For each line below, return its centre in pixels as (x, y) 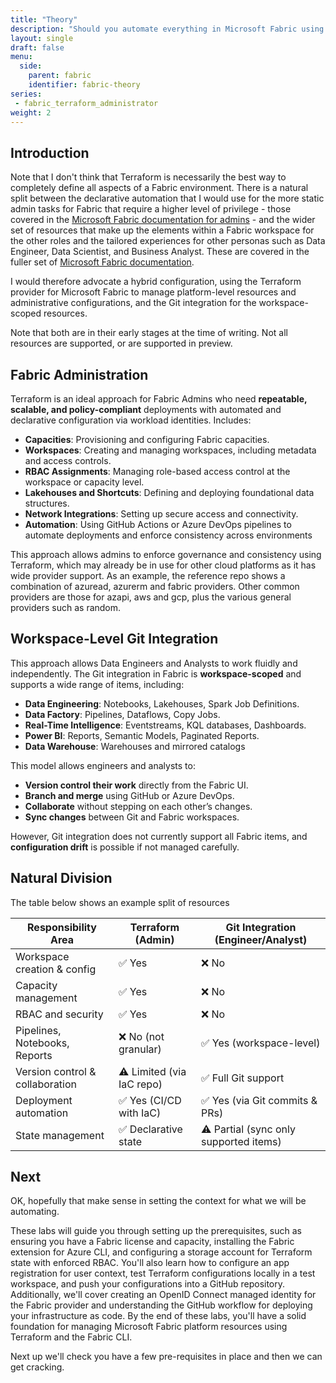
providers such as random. (66, 607)
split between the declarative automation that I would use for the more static (167, 198)
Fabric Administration (79, 374)
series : (26, 94)
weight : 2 (31, 112)
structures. (47, 503)
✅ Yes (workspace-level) (260, 1043)
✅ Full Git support (242, 1078)
